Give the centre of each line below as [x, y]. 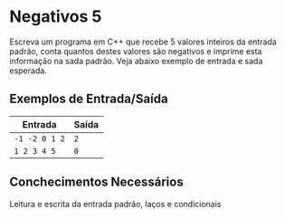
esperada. [28, 71]
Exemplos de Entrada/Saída [89, 99]
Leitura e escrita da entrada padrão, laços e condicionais [115, 204]
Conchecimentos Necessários [96, 182]
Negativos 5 [56, 17]
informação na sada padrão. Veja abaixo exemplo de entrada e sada [136, 61]
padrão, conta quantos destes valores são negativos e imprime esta [136, 51]
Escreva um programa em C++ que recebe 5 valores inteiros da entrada [143, 42]
